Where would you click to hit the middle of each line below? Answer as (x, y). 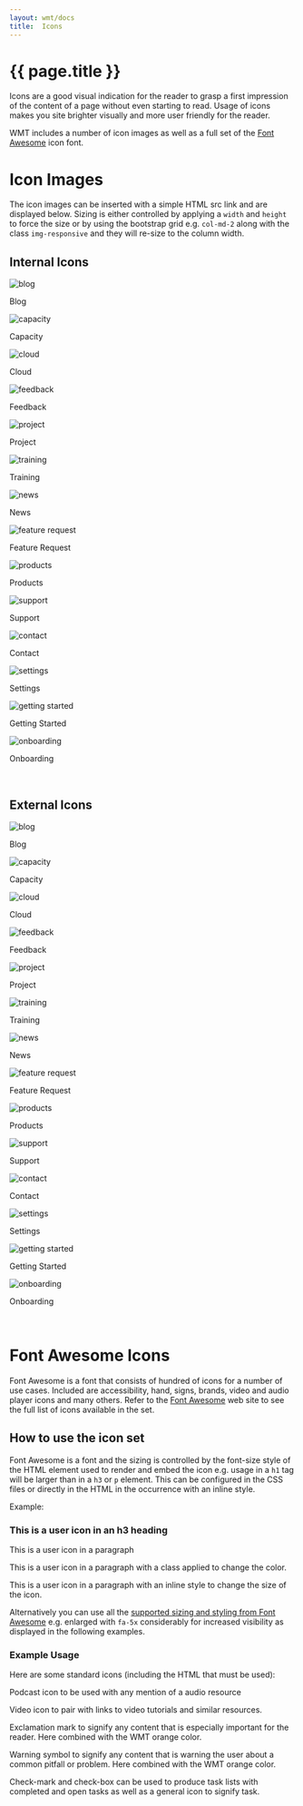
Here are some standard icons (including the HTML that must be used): (142, 1674)
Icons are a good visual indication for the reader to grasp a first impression (149, 96)
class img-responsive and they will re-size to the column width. (127, 233)
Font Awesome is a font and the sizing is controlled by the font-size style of (150, 1460)
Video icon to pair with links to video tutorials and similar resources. (136, 1710)
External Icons (51, 805)
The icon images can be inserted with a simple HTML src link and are (138, 204)
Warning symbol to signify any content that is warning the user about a (142, 1755)
